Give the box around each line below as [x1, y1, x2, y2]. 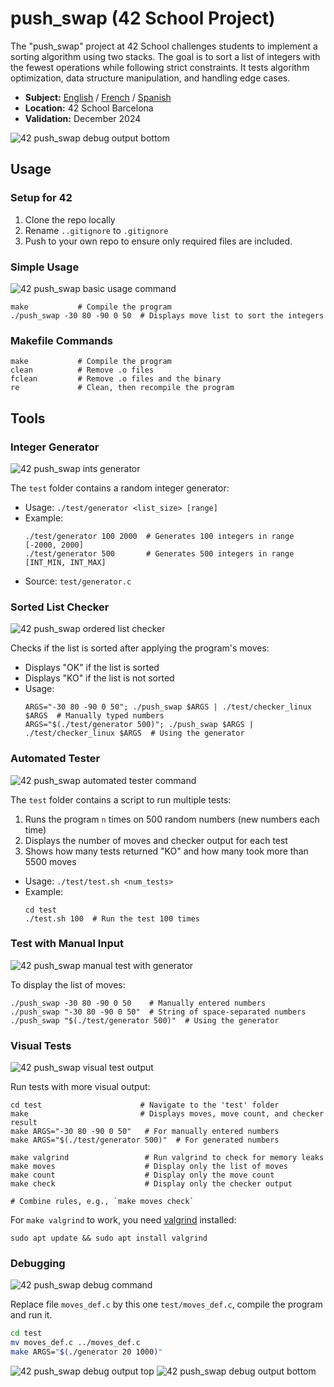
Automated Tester [10, 752, 101, 766]
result [10, 1118, 38, 1128]
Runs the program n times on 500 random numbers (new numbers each [24, 813, 320, 825]
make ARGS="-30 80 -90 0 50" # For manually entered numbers [10, 1127, 280, 1137]
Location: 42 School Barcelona [24, 102, 154, 114]
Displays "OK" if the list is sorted [24, 662, 160, 674]
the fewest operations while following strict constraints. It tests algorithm [10, 61, 310, 73]
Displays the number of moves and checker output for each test [24, 834, 288, 846]
